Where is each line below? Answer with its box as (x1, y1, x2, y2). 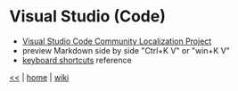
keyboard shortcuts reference (21, 54, 132, 65)
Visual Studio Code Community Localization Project (21, 36, 212, 46)
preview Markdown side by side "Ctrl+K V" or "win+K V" (21, 45, 230, 55)
